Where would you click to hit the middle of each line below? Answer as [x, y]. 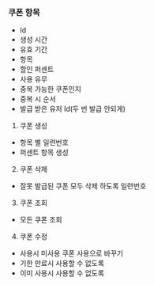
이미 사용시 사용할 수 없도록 [62, 273]
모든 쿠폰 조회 [41, 220]
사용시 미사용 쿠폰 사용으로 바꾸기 [71, 253]
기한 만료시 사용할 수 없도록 [62, 264]
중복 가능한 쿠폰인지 [50, 89]
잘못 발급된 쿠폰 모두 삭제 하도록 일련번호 [83, 186]
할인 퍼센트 [37, 70]
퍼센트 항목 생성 [44, 153]
